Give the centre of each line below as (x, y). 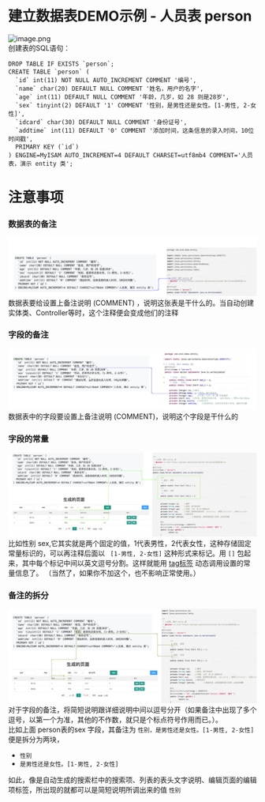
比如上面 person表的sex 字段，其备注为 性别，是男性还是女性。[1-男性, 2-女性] (131, 730)
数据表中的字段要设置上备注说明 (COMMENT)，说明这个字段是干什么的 (123, 416)
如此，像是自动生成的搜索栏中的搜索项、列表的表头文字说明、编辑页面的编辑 (132, 780)
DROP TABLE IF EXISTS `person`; (61, 64)
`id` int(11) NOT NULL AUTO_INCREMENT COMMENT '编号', (106, 80)
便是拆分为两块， (36, 740)
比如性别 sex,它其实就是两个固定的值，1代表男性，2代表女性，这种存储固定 (130, 543)
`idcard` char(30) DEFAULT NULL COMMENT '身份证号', (101, 122)
